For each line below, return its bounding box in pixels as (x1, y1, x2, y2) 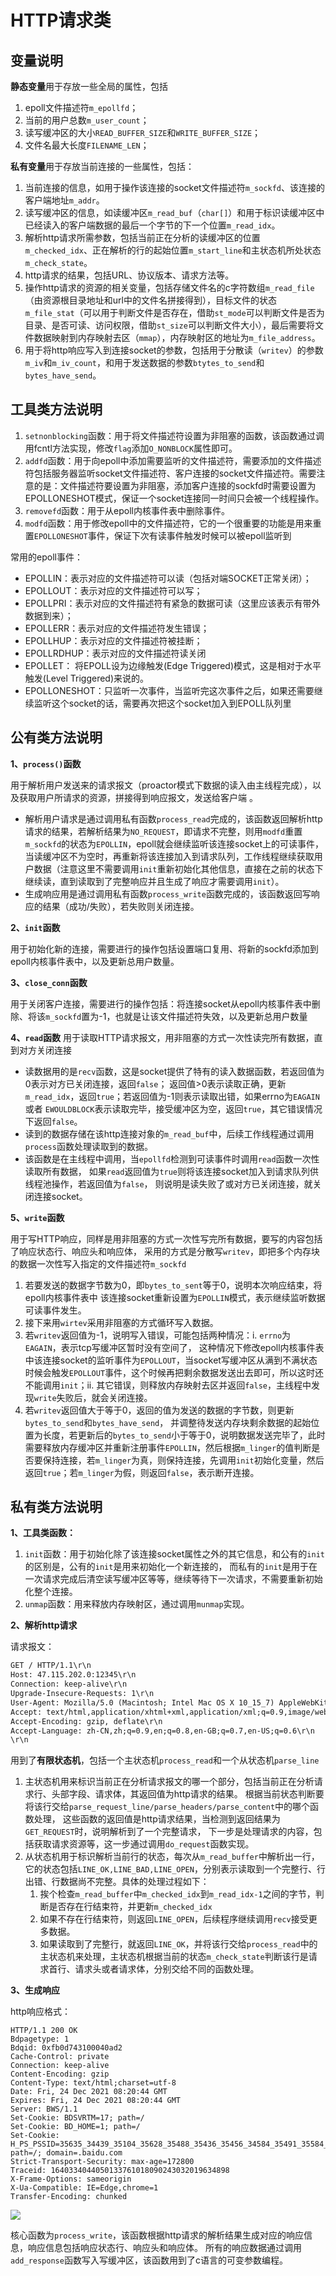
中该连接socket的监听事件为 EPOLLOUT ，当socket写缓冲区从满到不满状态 (24, 1354, 318, 1366)
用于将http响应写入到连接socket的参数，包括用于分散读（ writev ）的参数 (24, 344, 324, 356)
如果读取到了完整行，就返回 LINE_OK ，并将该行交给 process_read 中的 (39, 1938, 318, 1950)
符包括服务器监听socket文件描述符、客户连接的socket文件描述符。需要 (24, 467, 317, 479)
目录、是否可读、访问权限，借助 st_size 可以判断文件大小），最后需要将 (24, 319, 315, 331)
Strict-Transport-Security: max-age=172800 (10, 2157, 195, 2167)
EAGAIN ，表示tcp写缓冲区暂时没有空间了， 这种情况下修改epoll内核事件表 (24, 1341, 325, 1353)
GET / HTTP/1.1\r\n (10, 1661, 92, 1671)
